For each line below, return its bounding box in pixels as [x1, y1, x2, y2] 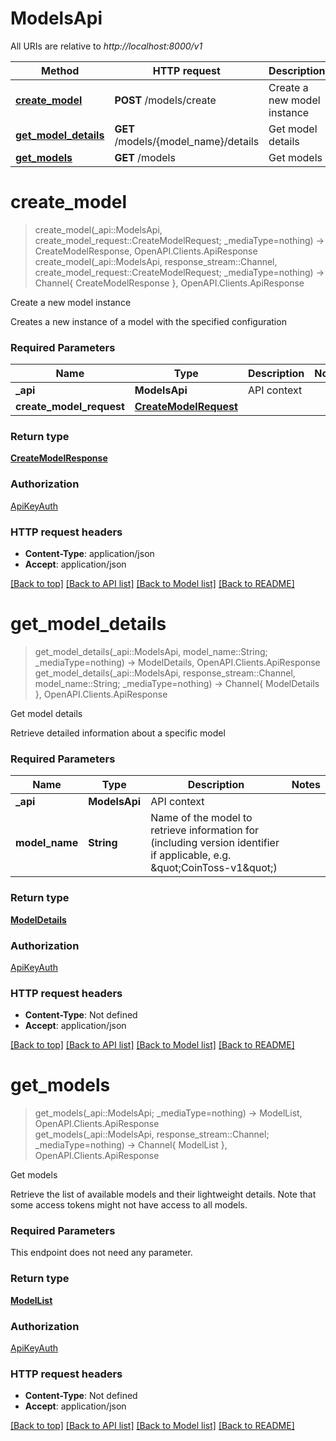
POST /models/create [114, 93, 217, 107]
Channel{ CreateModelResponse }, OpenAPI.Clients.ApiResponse [34, 277, 305, 289]
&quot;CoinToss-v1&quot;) [150, 861, 278, 875]
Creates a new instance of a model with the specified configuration [10, 315, 287, 327]
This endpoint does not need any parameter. [10, 1247, 193, 1259]
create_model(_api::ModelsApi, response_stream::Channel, [34, 255, 278, 267]
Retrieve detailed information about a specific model [10, 727, 226, 739]
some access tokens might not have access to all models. [10, 1199, 248, 1211]
